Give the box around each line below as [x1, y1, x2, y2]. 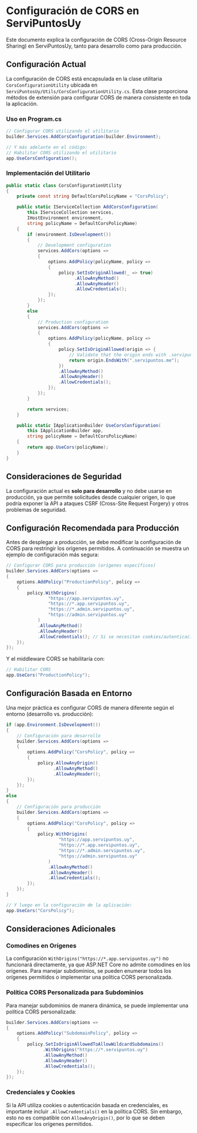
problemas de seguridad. [6, 506, 67, 513]
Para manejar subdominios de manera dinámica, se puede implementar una [6, 1002, 189, 1009]
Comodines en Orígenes [6, 941, 77, 949]
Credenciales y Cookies [6, 1088, 75, 1096]
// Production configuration [37, 319, 109, 325]
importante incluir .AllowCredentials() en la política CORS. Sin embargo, [6, 1108, 183, 1115]
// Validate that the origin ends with [69, 352, 167, 357]
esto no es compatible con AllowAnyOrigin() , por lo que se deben [6, 1114, 165, 1121]
